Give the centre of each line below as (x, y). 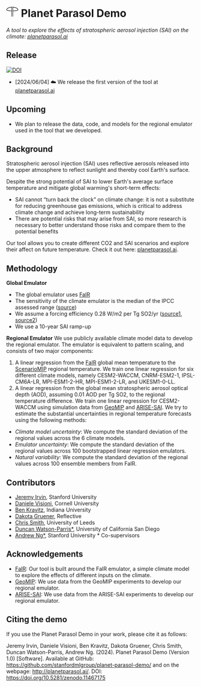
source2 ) (26, 320)
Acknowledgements (45, 554)
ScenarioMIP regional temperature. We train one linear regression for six (104, 369)
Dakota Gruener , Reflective (48, 516)
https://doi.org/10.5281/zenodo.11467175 (56, 677)
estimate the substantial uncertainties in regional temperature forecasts (103, 414)
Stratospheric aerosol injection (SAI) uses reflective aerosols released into (98, 163)
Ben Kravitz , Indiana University (53, 510)
